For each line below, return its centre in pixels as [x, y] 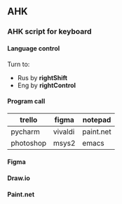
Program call [26, 101]
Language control [34, 48]
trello [29, 120]
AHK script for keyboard [49, 32]
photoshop [29, 143]
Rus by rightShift [42, 77]
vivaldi [64, 132]
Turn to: [19, 64]
